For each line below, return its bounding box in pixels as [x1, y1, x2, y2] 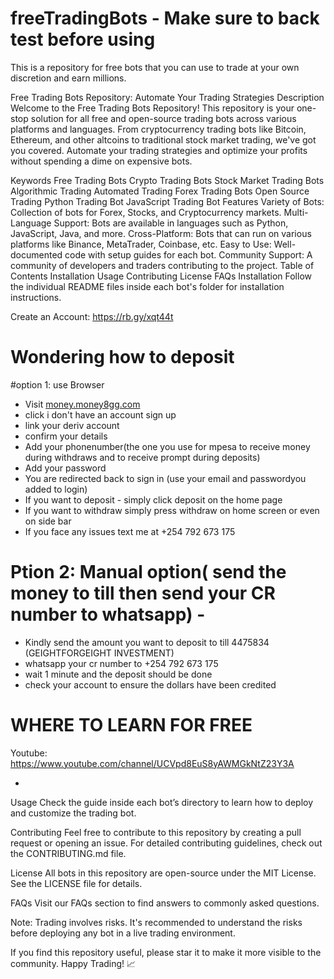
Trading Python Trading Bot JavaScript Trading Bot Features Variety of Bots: [10, 195, 325, 207]
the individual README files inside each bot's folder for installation [10, 280, 285, 292]
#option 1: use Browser [10, 378, 105, 391]
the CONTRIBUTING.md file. [10, 847, 127, 859]
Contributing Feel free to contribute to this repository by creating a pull [10, 826, 302, 838]
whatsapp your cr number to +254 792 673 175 [24, 657, 219, 669]
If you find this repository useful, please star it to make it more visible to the [10, 946, 322, 958]
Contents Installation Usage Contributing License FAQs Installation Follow [10, 270, 312, 282]
